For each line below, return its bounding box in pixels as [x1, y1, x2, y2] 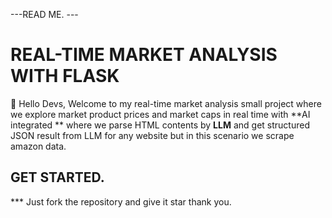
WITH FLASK [10, 65, 120, 88]
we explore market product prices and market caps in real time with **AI [10, 108, 311, 120]
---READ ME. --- [10, 9, 79, 20]
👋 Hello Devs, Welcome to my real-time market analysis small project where [10, 97, 322, 109]
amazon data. [10, 140, 67, 152]
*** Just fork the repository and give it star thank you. [10, 195, 232, 208]
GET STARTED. [10, 169, 105, 186]
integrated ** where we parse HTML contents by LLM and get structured [10, 119, 310, 131]
